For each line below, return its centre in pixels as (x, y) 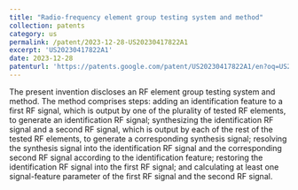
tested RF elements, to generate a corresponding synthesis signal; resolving (148, 139)
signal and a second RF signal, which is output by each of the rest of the (141, 129)
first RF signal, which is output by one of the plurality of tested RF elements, (148, 110)
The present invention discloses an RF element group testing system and (142, 91)
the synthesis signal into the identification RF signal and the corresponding (145, 148)
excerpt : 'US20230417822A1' (61, 50)
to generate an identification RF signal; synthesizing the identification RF (141, 119)
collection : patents (47, 26)
